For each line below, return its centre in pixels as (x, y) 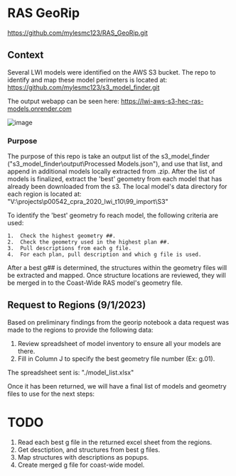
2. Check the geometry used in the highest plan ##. (89, 242)
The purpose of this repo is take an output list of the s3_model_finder (108, 156)
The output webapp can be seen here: (63, 101)
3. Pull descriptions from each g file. (70, 249)
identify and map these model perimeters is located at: (87, 80)
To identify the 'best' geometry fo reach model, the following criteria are (113, 215)
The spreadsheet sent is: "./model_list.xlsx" (71, 372)
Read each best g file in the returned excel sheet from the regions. (115, 442)
